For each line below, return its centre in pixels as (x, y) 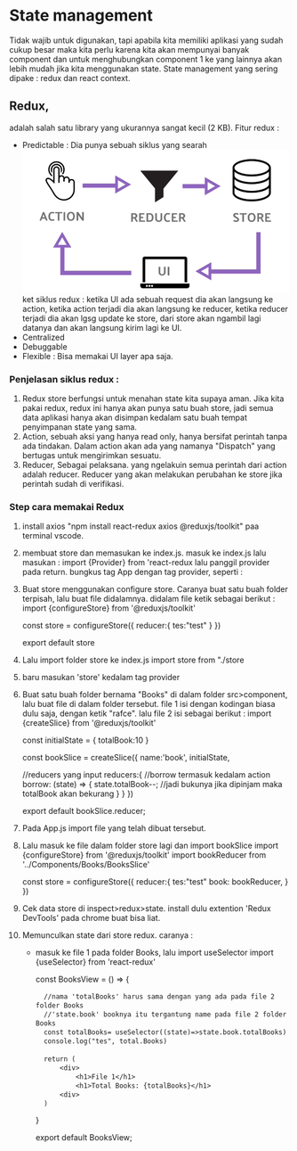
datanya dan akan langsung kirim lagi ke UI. (102, 327)
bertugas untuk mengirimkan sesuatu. (92, 456)
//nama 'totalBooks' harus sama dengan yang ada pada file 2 (159, 997)
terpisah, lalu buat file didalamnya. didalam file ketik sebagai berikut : (148, 599)
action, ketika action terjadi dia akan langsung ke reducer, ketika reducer (155, 308)
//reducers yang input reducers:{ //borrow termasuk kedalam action (146, 775)
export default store (58, 643)
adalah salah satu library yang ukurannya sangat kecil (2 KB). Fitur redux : (144, 127)
